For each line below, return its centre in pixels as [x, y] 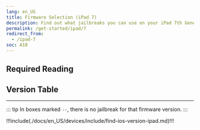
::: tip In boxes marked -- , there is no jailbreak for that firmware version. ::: [97, 109]
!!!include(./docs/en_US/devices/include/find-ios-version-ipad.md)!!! [90, 121]
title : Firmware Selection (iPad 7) [51, 17]
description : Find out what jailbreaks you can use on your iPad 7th [94, 23]
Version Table [32, 89]
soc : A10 [17, 45]
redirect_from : [25, 34]
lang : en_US [21, 12]
